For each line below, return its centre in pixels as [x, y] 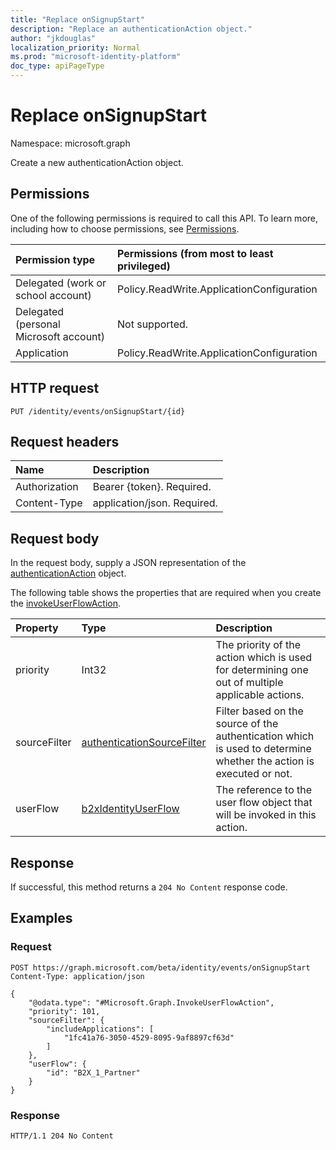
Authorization [47, 487]
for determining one [262, 670]
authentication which [265, 736]
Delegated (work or [61, 283]
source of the [247, 724]
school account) [53, 295]
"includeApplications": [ [100, 1029]
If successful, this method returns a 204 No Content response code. [149, 887]
